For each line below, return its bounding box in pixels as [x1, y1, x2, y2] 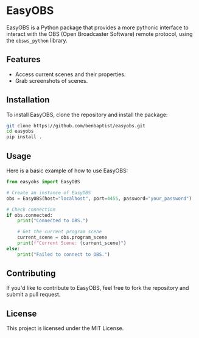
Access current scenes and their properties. [15, 71, 126, 78]
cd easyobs [6, 129, 34, 135]
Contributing [6, 269, 56, 279]
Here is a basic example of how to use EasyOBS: [6, 167, 128, 174]
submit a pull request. [6, 290, 61, 298]
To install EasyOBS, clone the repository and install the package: [6, 111, 168, 118]
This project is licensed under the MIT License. [6, 325, 124, 332]
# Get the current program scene [17, 229, 102, 235]
